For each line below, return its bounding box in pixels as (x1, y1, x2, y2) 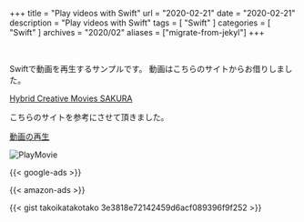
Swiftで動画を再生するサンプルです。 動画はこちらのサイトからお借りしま (9, 64, 285, 74)
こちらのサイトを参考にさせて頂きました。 (9, 112, 169, 122)
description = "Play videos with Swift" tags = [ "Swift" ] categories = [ (9, 17, 271, 28)
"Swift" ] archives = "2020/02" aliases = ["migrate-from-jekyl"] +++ (9, 27, 265, 37)
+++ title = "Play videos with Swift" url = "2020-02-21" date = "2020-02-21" (9, 8, 296, 18)
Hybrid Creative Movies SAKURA (9, 93, 134, 104)
